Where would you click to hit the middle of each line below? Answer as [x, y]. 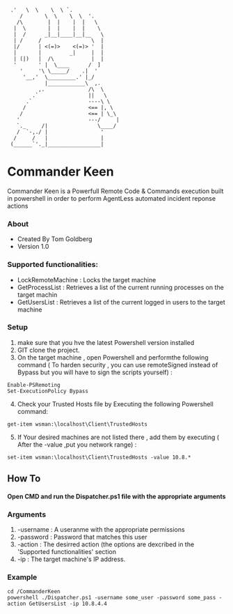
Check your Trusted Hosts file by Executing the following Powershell [115, 404]
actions [18, 206]
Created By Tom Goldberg [55, 239]
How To [24, 478]
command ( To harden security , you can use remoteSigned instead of [118, 364]
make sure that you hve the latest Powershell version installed [106, 342]
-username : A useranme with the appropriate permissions [101, 530]
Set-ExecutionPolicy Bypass [48, 391]
